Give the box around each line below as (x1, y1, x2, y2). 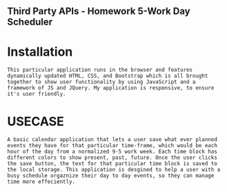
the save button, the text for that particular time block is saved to (7, 160, 217, 167)
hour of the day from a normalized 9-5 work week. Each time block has (7, 148, 217, 156)
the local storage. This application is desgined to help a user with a (7, 167, 221, 173)
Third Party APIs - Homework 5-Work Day (7, 6, 191, 17)
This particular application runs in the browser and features (7, 67, 193, 74)
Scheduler (7, 17, 53, 28)
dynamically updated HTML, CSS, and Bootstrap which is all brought (7, 72, 208, 80)
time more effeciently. (7, 178, 76, 185)
